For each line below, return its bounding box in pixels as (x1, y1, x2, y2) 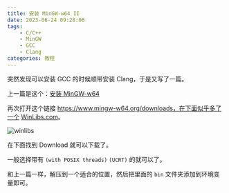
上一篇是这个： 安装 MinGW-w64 (7, 89, 100, 97)
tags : (7, 23, 23, 30)
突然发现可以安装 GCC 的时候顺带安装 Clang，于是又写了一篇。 (7, 74, 188, 83)
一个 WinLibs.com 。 (7, 112, 64, 121)
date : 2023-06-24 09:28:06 (7, 17, 85, 23)
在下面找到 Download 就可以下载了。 (7, 141, 113, 149)
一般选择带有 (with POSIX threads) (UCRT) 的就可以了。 (7, 155, 166, 163)
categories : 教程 (7, 55, 55, 62)
